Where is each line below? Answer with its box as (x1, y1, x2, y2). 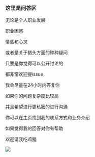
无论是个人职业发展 (5, 17, 46, 23)
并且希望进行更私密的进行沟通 (5, 103, 68, 110)
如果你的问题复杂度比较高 (5, 93, 59, 99)
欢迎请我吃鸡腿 (5, 136, 37, 142)
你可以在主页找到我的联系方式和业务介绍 (5, 115, 90, 121)
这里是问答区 (5, 4, 37, 11)
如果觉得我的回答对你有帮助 (5, 125, 64, 132)
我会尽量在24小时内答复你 (5, 82, 60, 88)
